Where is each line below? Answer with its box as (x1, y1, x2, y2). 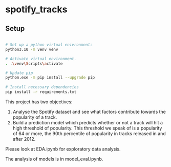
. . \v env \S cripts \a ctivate (5, 61, 63, 66)
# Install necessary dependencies (5, 85, 79, 90)
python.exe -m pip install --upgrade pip (5, 75, 95, 80)
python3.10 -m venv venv (5, 47, 58, 52)
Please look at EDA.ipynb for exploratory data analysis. (5, 145, 121, 152)
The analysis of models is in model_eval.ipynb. (5, 156, 103, 162)
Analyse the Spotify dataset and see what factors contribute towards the (12, 108, 166, 115)
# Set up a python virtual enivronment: (5, 42, 93, 47)
